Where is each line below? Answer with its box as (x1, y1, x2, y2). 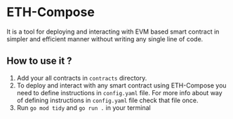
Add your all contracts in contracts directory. (16, 73, 147, 82)
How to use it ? (6, 55, 72, 67)
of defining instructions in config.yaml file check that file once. (16, 96, 199, 104)
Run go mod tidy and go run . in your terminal (16, 103, 152, 112)
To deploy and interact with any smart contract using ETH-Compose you (16, 81, 227, 90)
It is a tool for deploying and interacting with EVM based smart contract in (6, 27, 220, 36)
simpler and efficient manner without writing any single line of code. (6, 34, 204, 43)
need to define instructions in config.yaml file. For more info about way (16, 88, 222, 97)
